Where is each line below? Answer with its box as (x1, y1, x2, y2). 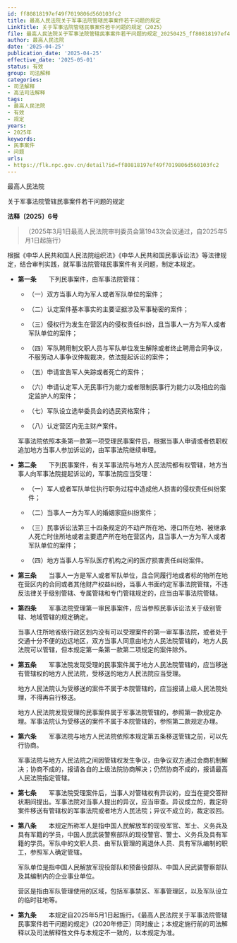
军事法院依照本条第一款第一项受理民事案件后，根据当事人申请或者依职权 (17, 436, 228, 445)
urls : (7, 155, 23, 163)
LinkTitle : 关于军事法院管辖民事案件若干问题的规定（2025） (7, 23, 166, 30)
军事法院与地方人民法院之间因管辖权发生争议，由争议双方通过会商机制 (17, 756, 222, 764)
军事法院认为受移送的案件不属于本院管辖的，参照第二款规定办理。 (30, 717, 222, 725)
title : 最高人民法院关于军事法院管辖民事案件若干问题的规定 (7, 17, 161, 24)
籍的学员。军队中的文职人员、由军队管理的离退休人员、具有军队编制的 (17, 839, 222, 847)
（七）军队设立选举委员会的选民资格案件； (28, 406, 152, 415)
